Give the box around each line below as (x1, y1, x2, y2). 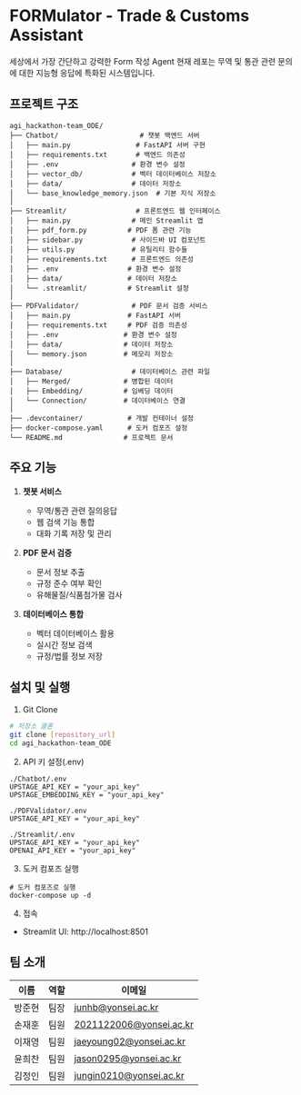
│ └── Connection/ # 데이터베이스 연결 (9, 396, 186, 405)
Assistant (9, 25, 84, 45)
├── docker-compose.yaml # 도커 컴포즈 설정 (9, 423, 188, 433)
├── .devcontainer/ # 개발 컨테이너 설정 (9, 413, 194, 423)
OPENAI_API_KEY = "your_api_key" (9, 846, 136, 855)
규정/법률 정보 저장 (35, 651, 103, 662)
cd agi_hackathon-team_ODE (9, 739, 112, 748)
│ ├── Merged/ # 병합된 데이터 (9, 376, 174, 386)
